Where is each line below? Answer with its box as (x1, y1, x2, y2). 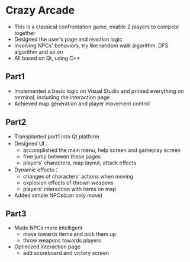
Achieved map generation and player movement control (14, 100, 150, 107)
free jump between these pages (22, 153, 101, 160)
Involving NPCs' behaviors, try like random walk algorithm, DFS (14, 42, 169, 49)
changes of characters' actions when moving (22, 173, 134, 180)
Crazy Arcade (5, 4, 75, 17)
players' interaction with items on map (22, 185, 117, 192)
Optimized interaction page (14, 243, 81, 250)
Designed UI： (14, 140, 50, 147)
